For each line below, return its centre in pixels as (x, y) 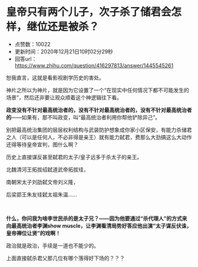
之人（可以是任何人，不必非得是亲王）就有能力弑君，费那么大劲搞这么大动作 (99, 137)
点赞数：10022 (33, 44)
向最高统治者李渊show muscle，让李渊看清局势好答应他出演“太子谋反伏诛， (99, 226)
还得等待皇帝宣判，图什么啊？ (42, 144)
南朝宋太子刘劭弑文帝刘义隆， (42, 182)
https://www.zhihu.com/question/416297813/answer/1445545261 (94, 65)
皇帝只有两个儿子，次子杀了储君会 (89, 12)
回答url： (26, 59)
